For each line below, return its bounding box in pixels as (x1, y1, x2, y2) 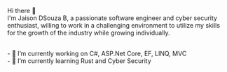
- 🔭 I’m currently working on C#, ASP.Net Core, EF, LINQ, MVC (7, 49, 187, 57)
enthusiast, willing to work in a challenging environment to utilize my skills (7, 21, 221, 29)
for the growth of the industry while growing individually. (7, 28, 170, 37)
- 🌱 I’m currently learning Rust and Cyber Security (7, 57, 152, 65)
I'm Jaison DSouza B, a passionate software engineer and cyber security (7, 14, 217, 22)
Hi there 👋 (7, 7, 36, 15)
